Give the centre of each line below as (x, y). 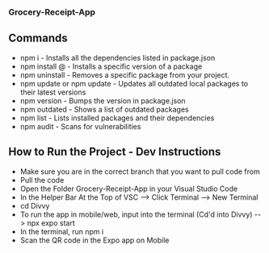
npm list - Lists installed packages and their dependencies (117, 118)
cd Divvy (35, 205)
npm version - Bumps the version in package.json (103, 100)
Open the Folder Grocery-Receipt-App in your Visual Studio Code (129, 188)
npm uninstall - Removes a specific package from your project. (125, 74)
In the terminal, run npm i (62, 231)
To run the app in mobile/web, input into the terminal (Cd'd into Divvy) (136, 214)
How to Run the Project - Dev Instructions (115, 152)
